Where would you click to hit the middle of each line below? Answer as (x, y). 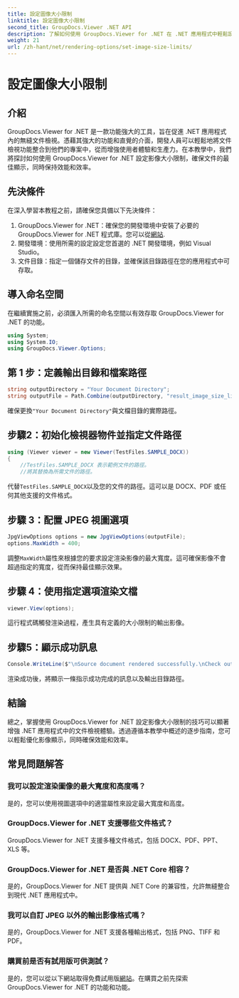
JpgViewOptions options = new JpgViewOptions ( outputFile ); (97, 536)
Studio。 (30, 252)
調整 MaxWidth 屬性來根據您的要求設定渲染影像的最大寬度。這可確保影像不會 (117, 558)
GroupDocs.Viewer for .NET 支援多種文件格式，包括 (83, 840)
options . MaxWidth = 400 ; (44, 543)
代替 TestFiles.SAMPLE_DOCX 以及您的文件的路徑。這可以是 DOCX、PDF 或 (114, 487)
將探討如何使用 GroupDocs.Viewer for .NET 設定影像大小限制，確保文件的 (115, 158)
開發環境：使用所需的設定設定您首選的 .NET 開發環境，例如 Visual (114, 243)
